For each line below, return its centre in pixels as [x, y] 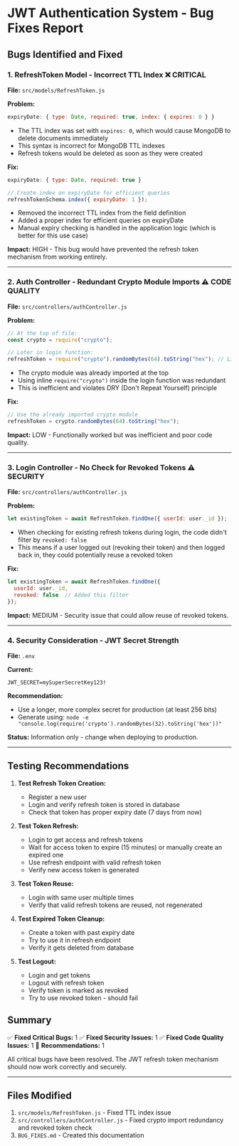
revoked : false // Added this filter [71, 595]
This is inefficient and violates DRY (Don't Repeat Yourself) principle [117, 388]
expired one [46, 855]
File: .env [21, 655]
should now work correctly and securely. [67, 1066]
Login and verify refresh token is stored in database [104, 804]
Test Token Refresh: [48, 825]
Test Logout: [37, 961]
